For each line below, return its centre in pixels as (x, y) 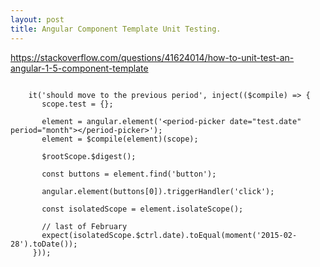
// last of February (84, 226)
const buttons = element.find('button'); (129, 174)
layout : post (37, 19)
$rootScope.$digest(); (89, 156)
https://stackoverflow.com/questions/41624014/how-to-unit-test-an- (152, 57)
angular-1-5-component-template (79, 68)
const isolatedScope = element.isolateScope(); (142, 209)
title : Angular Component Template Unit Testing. (116, 29)
